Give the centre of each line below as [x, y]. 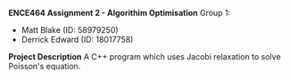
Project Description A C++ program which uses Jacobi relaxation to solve [145, 56]
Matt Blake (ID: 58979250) [70, 30]
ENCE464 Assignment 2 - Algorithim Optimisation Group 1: [120, 13]
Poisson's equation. [45, 66]
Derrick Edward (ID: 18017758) [77, 40]
